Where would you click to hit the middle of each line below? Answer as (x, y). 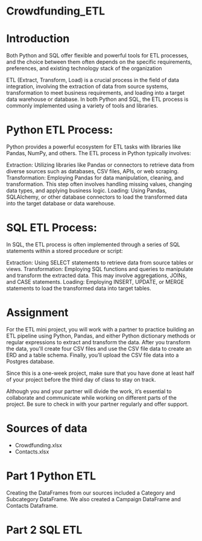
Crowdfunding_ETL (56, 11)
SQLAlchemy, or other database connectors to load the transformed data (97, 197)
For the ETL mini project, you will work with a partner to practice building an (100, 329)
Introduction (38, 39)
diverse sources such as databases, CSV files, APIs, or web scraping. (93, 171)
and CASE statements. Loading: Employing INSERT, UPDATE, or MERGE (95, 282)
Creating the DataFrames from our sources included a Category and (91, 493)
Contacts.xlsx (32, 452)
